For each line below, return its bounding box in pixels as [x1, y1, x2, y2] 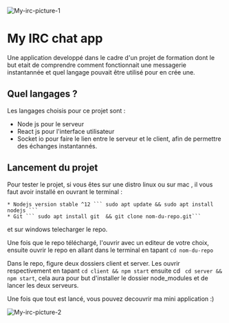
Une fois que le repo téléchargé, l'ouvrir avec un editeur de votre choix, [7, 238, 210, 246]
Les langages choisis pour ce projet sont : [7, 106, 126, 115]
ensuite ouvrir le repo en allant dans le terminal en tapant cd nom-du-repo [7, 246, 214, 254]
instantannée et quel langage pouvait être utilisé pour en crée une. [7, 68, 195, 76]
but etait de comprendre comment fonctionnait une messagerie [7, 61, 187, 69]
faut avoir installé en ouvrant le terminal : [7, 187, 122, 196]
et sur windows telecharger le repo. [7, 225, 108, 233]
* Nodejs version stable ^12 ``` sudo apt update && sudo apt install [7, 201, 214, 208]
